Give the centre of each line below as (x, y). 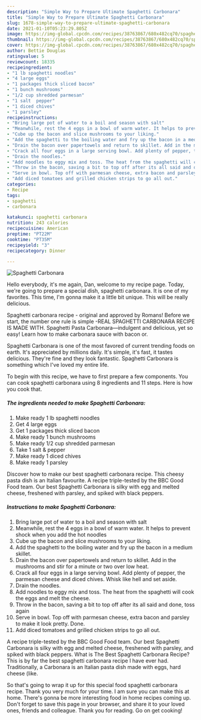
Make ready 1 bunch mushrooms (55, 437)
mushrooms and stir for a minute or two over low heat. (82, 567)
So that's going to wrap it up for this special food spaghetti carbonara (92, 685)
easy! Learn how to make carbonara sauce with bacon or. (78, 334)
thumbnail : (20, 40)
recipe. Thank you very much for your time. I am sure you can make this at (98, 691)
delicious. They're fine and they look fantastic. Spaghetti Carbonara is (92, 359)
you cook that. (24, 389)
